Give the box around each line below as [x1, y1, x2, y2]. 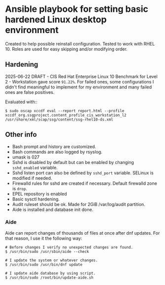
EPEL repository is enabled [12, 191, 67, 197]
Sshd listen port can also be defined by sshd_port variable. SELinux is [12, 169, 154, 176]
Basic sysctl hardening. [12, 196, 60, 202]
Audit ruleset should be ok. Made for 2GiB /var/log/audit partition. [12, 201, 145, 207]
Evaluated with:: [5, 99, 38, 105]
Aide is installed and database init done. [12, 206, 94, 212]
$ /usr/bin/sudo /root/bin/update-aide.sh [5, 275, 94, 280]
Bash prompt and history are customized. [12, 143, 97, 149]
